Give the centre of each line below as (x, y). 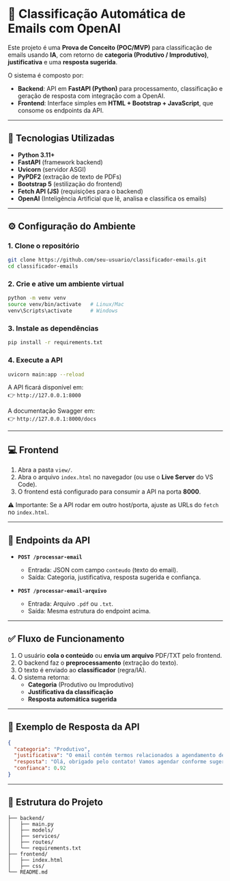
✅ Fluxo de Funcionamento (66, 639)
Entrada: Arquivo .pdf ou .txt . (71, 604)
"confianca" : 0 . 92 (40, 768)
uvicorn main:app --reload (46, 374)
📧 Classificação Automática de (97, 14)
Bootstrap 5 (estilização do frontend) (70, 183)
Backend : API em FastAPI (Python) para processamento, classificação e (120, 88)
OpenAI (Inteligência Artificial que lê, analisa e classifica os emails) (112, 199)
